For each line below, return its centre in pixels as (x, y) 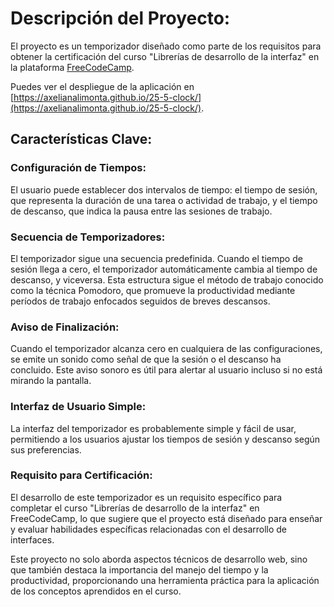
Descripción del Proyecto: (120, 18)
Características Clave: (81, 139)
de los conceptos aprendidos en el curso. (96, 591)
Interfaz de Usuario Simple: (78, 407)
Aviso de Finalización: (65, 327)
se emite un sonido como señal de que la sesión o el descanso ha (146, 359)
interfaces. (32, 539)
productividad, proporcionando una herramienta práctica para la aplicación (165, 580)
